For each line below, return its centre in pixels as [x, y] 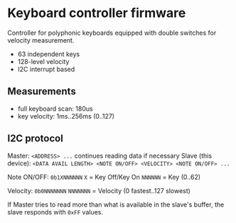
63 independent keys [49, 54]
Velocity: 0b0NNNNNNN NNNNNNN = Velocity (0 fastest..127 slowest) [99, 190]
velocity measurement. [41, 40]
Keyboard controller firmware [97, 13]
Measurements [42, 91]
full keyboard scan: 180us [55, 109]
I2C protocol [36, 139]
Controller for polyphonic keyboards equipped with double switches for [112, 33]
